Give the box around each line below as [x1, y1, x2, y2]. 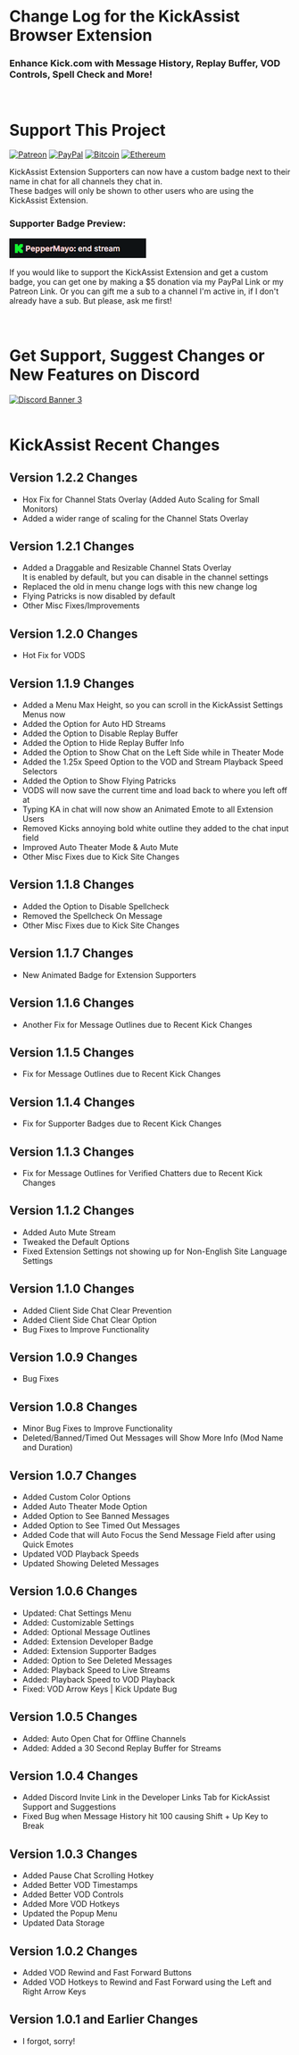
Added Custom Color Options [21, 1491, 131, 1502]
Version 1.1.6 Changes [9, 996, 135, 1011]
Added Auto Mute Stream [21, 1226, 116, 1238]
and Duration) [21, 1442, 73, 1453]
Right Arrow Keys [21, 1986, 87, 1997]
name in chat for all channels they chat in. [9, 176, 163, 187]
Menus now [21, 709, 66, 720]
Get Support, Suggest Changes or [9, 346, 265, 365]
